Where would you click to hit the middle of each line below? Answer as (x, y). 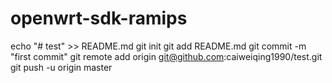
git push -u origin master (61, 67)
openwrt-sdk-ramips (99, 18)
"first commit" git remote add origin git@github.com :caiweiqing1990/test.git (166, 56)
